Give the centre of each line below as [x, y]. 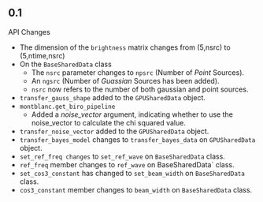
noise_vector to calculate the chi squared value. [109, 122]
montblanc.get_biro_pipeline [67, 107]
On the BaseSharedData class [65, 64]
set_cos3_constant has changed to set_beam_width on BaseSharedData [132, 173]
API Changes [30, 32]
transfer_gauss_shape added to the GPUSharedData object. [113, 97]
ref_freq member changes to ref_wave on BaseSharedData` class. [127, 164]
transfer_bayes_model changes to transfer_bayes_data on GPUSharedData [137, 139]
